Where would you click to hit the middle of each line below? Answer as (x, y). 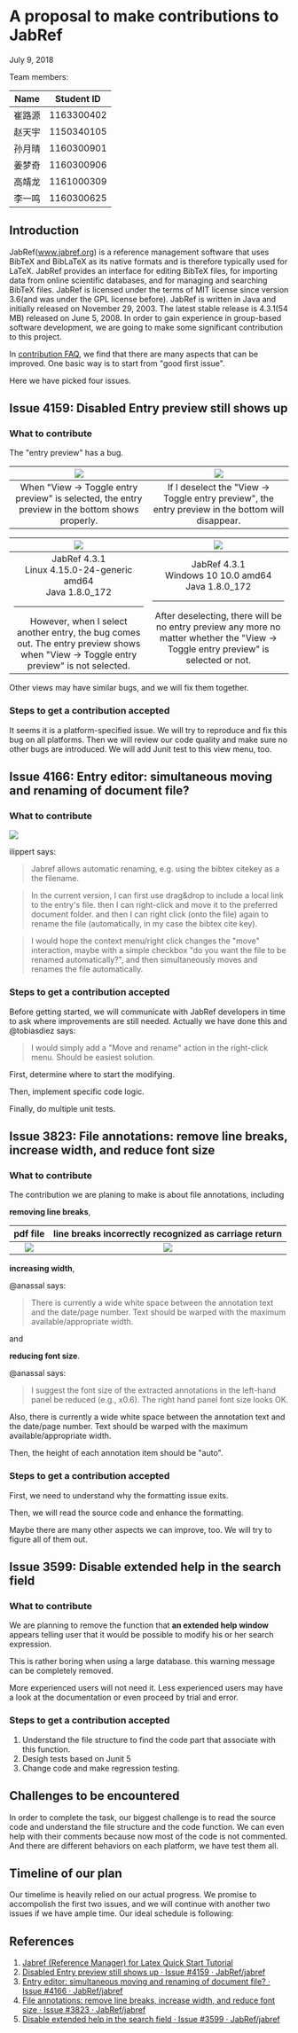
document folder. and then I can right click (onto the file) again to (149, 914)
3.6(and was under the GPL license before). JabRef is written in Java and (143, 299)
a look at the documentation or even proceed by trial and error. (124, 1697)
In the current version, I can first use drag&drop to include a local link (157, 895)
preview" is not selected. (78, 666)
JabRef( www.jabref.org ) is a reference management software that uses (139, 252)
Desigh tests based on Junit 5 (76, 1758)
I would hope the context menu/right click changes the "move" (145, 941)
